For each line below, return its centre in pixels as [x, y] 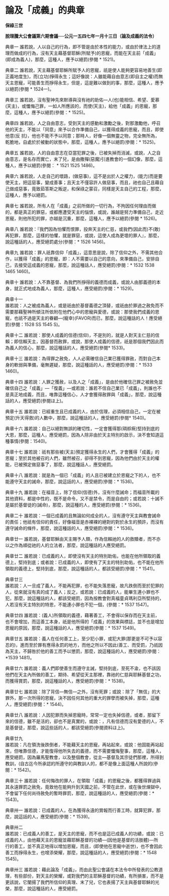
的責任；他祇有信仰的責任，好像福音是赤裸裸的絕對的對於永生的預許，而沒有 [84, 522]
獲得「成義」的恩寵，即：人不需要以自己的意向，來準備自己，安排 [87, 258]
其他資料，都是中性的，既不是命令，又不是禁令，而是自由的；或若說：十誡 [82, 498]
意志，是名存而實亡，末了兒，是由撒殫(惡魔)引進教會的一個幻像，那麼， [84, 159]
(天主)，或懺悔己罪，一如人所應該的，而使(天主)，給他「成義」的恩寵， [79, 106]
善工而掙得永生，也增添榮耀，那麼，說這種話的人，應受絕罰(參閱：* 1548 [81, 852]
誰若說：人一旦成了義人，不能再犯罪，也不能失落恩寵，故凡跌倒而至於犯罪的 [84, 586]
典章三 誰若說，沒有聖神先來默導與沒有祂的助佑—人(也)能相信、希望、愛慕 [82, 99]
